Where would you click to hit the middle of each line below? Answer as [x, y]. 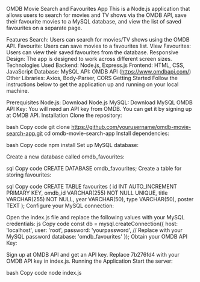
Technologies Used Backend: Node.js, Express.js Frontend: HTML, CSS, [95, 65]
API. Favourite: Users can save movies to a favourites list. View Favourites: [99, 46]
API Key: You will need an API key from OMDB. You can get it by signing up [99, 109]
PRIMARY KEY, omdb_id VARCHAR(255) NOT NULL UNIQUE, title [87, 193]
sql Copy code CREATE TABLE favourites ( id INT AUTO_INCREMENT [92, 186]
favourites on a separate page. [44, 28]
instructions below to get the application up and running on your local [92, 84]
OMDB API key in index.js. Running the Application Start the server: [89, 261]
